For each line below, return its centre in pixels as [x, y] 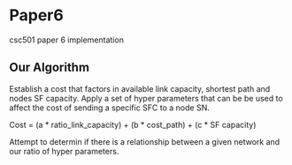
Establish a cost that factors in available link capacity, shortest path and [140, 88]
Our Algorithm [50, 67]
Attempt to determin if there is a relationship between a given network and [145, 141]
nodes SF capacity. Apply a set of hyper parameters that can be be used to [146, 98]
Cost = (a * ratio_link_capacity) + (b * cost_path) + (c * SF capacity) [133, 124]
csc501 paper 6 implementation [66, 40]
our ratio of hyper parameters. [64, 151]
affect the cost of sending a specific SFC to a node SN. [110, 108]
